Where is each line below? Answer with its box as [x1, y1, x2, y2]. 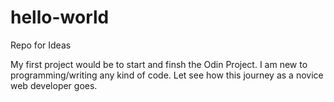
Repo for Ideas [10, 39, 72, 51]
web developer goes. [10, 79, 98, 91]
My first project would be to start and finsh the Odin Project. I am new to [10, 58, 308, 70]
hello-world [10, 6, 110, 29]
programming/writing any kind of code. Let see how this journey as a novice [10, 69, 324, 81]
